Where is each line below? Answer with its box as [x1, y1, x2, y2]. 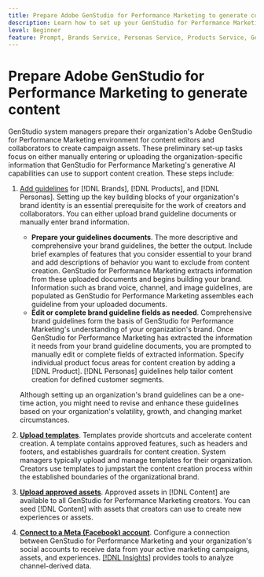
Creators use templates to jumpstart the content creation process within [19, 464, 253, 473]
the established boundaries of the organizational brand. [19, 472, 200, 482]
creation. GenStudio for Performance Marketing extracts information [31, 266, 253, 276]
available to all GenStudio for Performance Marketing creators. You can [19, 496, 251, 505]
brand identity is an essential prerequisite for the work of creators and [19, 201, 247, 210]
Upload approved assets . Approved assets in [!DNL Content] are [19, 487, 230, 497]
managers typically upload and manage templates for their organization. [19, 456, 253, 465]
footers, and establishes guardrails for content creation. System [19, 447, 226, 457]
